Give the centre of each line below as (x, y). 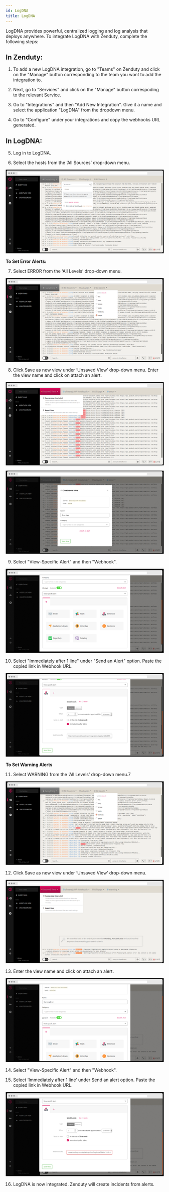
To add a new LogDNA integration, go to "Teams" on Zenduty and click (86, 69)
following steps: (22, 41)
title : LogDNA (21, 16)
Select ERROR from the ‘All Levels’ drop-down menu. (67, 271)
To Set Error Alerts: (26, 261)
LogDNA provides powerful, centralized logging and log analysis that (77, 31)
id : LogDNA (17, 11)
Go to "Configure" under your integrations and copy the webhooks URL (87, 120)
